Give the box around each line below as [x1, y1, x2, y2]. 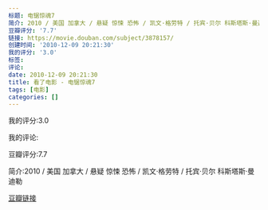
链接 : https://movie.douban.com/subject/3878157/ [8, 33, 174, 42]
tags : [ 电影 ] [8, 85, 49, 94]
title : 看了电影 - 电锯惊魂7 [8, 78, 96, 86]
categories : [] [8, 93, 59, 101]
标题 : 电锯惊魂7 [8, 11, 55, 20]
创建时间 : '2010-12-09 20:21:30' [8, 41, 115, 49]
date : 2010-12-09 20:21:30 [8, 71, 98, 79]
